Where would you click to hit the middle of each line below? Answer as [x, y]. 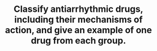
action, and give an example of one [78, 30]
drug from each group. [78, 41]
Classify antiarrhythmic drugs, [78, 9]
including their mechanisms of [78, 20]
